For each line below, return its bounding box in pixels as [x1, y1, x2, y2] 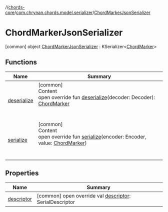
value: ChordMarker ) [38, 139, 87, 146]
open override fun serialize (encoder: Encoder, [38, 133, 146, 140]
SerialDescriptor [36, 198, 75, 205]
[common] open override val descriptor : [36, 192, 131, 199]
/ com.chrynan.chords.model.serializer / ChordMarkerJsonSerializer [14, 9, 151, 15]
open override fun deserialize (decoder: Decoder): [38, 93, 155, 100]
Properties [5, 169, 39, 177]
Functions [5, 58, 37, 66]
